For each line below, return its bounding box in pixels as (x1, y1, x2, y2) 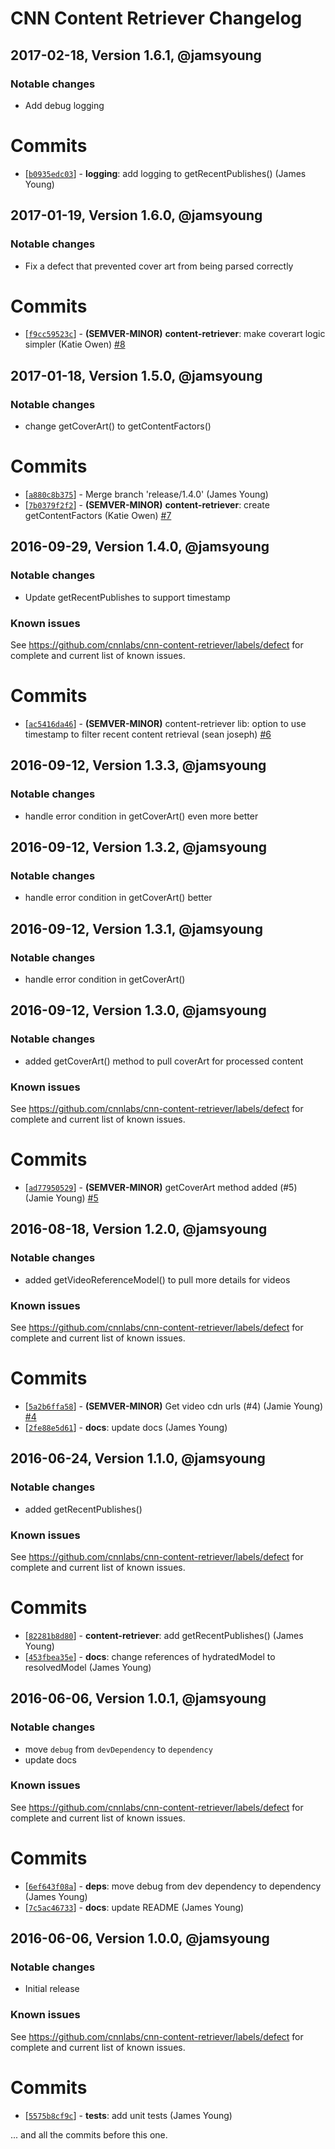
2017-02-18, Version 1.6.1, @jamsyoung (10, 47, 262, 64)
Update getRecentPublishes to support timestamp (24, 591, 231, 603)
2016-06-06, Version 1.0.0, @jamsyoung (10, 1930, 270, 1947)
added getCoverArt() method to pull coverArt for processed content (24, 1055, 304, 1067)
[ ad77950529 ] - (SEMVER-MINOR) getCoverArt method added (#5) (24, 1181, 298, 1193)
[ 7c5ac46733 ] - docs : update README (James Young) (24, 1901, 245, 1913)
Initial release (24, 1983, 80, 1995)
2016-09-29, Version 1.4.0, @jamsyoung (10, 538, 270, 556)
